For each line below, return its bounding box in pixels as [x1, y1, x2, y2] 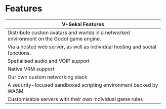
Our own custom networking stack [7, 73, 87, 80]
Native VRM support [7, 65, 55, 72]
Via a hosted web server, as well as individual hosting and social [7, 43, 157, 50]
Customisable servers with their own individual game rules [7, 96, 143, 103]
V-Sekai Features [61, 21, 105, 28]
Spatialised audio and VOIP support [7, 57, 90, 64]
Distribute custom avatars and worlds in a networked [7, 29, 130, 36]
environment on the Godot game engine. [7, 35, 101, 42]
